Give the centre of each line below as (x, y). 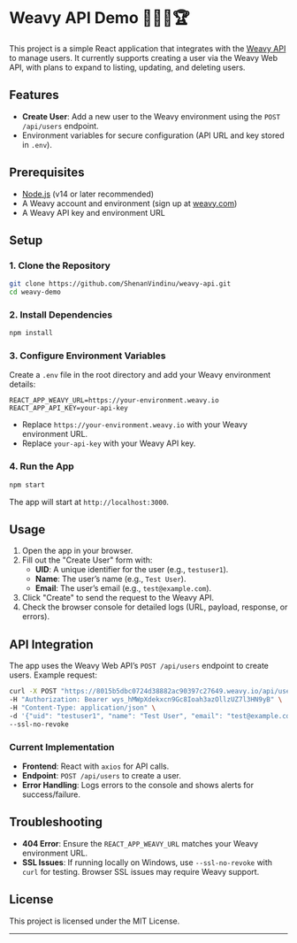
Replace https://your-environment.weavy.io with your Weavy (134, 425)
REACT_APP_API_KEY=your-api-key (69, 409)
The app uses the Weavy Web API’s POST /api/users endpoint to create (139, 666)
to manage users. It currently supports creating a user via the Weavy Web (144, 57)
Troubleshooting (56, 822)
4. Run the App (42, 466)
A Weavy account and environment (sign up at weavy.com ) (129, 203)
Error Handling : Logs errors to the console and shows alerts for (138, 785)
